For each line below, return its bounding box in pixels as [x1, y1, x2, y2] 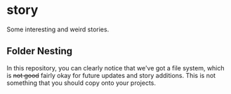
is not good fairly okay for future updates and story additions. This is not [6, 71, 216, 79]
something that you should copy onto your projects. [6, 79, 156, 87]
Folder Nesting [6, 45, 73, 57]
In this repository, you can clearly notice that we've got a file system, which [6, 63, 225, 72]
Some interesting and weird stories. [6, 25, 110, 33]
